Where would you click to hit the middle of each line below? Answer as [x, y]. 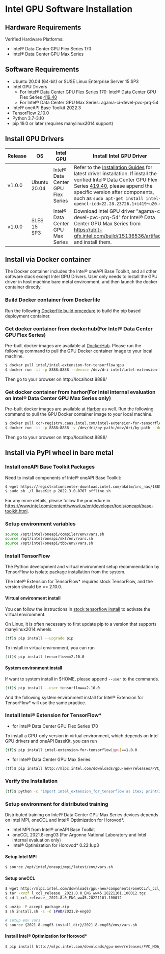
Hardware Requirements [43, 27]
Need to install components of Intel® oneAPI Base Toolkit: [63, 477]
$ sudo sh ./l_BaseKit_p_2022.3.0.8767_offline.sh [58, 491]
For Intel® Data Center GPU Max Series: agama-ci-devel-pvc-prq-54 [89, 102]
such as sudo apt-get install [109, 198]
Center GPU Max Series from [107, 223]
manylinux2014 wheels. [29, 629]
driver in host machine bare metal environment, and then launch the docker [81, 282]
